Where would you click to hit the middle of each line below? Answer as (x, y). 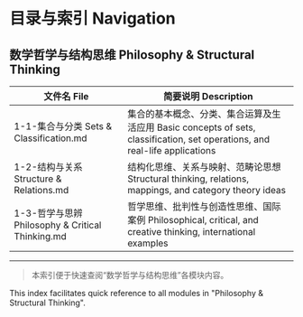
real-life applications (172, 150)
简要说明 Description (209, 96)
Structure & (38, 179)
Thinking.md (41, 236)
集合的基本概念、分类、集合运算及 (200, 114)
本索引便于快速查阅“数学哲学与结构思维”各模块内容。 (130, 275)
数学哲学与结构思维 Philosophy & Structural (132, 55)
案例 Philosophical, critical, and (193, 220)
